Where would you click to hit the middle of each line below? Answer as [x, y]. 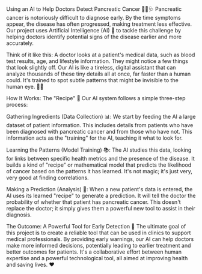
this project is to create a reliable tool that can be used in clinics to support [99, 233]
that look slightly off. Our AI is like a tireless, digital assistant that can [91, 67]
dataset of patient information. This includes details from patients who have [100, 125]
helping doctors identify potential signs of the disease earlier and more [94, 37]
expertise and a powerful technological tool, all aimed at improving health [97, 258]
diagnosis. [19, 215]
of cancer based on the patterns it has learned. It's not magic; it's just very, [99, 171]
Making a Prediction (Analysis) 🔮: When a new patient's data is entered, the [99, 189]
